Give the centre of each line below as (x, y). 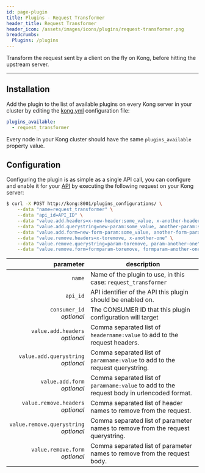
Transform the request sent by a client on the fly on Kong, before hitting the (101, 58)
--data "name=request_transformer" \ (65, 210)
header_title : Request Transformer (52, 23)
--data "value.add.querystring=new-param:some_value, (87, 226)
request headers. (115, 343)
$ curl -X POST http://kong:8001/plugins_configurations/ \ (85, 204)
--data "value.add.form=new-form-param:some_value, (84, 232)
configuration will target (124, 318)
